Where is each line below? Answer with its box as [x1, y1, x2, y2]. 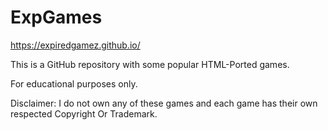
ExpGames [10, 6, 103, 29]
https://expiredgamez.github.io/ [10, 39, 141, 51]
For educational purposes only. [10, 77, 138, 90]
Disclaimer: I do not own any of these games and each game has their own [10, 97, 318, 109]
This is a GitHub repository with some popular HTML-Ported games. [10, 58, 290, 70]
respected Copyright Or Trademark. [10, 107, 158, 120]
